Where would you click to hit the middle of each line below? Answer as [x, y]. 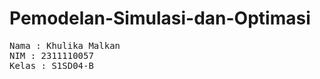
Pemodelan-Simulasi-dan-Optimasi [160, 18]
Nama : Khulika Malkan [65, 45]
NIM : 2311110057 [51, 55]
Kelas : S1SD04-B [51, 65]
